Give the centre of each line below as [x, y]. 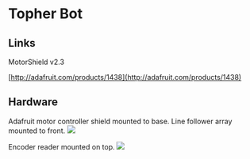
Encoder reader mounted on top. [62, 146]
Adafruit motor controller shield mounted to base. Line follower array [120, 121]
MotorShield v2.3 [37, 62]
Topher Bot [46, 14]
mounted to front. [37, 131]
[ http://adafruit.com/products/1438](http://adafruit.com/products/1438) [125, 77]
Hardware [33, 102]
